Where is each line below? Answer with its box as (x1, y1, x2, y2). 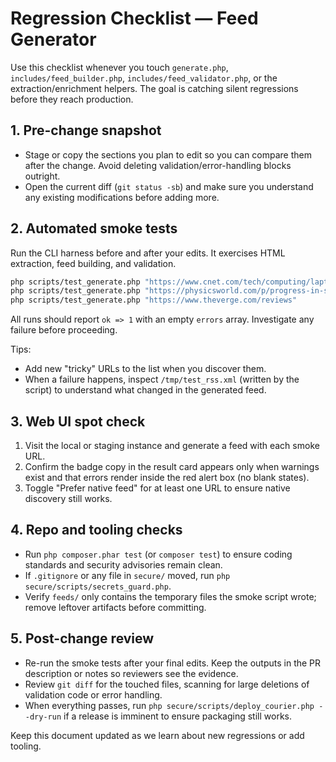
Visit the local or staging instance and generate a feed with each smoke (24, 440, 320, 451)
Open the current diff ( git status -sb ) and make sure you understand (24, 180, 314, 192)
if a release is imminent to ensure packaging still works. (63, 710, 292, 722)
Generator (10, 28, 97, 51)
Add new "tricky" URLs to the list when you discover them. (24, 363, 267, 375)
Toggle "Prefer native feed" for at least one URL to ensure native (24, 482, 291, 494)
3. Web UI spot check (10, 413, 146, 430)
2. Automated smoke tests (10, 220, 178, 237)
